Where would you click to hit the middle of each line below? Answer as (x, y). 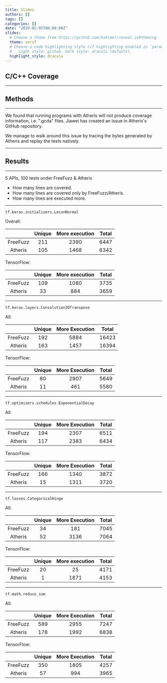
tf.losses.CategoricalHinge (34, 498)
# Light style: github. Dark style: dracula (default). (71, 51)
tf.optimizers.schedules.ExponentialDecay (50, 403)
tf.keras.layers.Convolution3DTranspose (48, 307)
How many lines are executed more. (49, 198)
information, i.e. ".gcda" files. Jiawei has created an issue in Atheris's (76, 121)
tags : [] (14, 19)
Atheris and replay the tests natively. (42, 141)
